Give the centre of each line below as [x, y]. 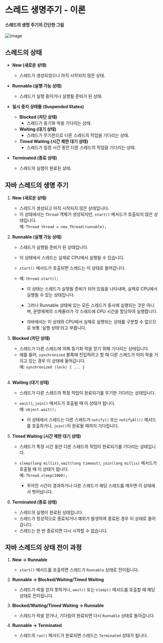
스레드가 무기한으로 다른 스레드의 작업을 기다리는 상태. [78, 135]
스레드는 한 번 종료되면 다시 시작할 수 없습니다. [63, 531]
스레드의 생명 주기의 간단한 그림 [35, 24]
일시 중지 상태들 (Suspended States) [48, 107]
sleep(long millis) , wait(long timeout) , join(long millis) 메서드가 [88, 463]
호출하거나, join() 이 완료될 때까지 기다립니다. [75, 426]
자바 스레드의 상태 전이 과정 [43, 548]
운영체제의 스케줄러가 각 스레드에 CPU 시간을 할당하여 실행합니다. [96, 311]
